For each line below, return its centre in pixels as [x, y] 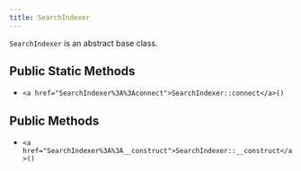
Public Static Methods [72, 71]
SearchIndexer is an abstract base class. [84, 43]
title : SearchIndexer [50, 17]
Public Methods [54, 120]
